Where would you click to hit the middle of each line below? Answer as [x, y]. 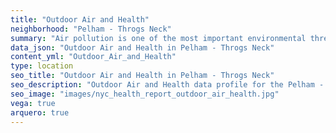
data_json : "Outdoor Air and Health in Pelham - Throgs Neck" [142, 47]
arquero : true [40, 112]
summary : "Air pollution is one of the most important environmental [158, 38]
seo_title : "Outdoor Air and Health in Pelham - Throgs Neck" [142, 76]
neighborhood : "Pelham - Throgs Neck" [91, 29]
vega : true [33, 103]
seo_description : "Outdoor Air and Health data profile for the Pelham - [167, 85]
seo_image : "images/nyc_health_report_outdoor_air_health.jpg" [145, 94]
